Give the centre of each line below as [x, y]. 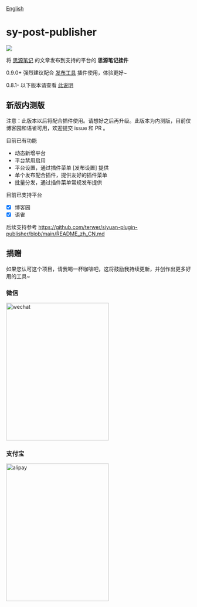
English [15, 9]
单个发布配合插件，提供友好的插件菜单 [61, 175]
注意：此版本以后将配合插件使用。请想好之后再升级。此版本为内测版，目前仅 [98, 120]
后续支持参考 [21, 227]
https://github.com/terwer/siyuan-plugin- [88, 227]
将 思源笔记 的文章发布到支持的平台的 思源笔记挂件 [67, 60]
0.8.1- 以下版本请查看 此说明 [40, 85]
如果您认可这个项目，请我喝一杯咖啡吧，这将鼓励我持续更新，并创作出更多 [96, 269]
